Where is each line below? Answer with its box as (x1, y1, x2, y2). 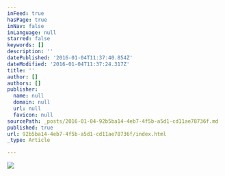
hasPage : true (7, 16, 48, 23)
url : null (13, 105, 41, 112)
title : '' (7, 67, 36, 74)
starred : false (7, 35, 51, 42)
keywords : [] (7, 42, 44, 48)
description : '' (7, 48, 53, 55)
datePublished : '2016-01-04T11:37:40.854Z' (7, 55, 133, 61)
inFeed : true (7, 10, 44, 17)
